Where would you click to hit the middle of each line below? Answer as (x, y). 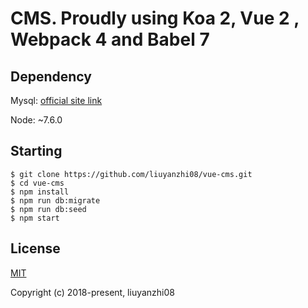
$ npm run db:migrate (55, 200)
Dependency (51, 76)
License (35, 248)
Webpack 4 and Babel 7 (110, 39)
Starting (36, 151)
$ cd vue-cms (37, 183)
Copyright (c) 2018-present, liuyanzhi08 (92, 292)
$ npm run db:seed (48, 209)
